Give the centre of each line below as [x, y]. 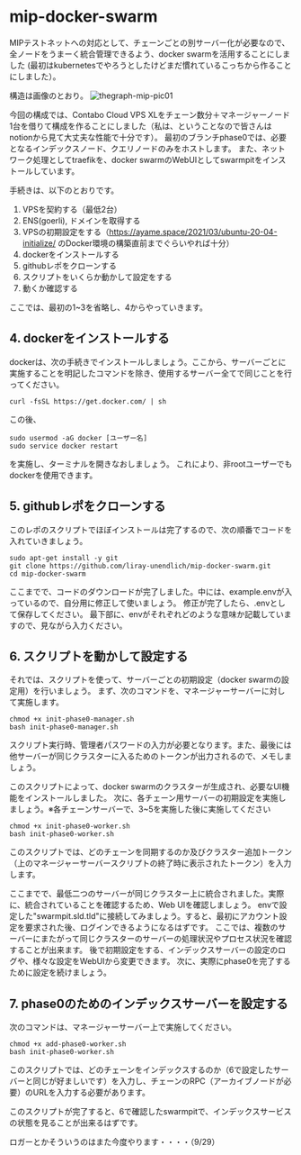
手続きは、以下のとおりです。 [64, 190]
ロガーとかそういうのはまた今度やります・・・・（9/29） [115, 1142]
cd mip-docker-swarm [48, 574]
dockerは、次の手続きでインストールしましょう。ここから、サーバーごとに [148, 361]
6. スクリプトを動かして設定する [99, 656]
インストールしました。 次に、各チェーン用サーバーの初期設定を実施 [151, 798]
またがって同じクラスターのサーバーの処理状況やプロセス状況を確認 [166, 939]
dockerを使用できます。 [53, 475]
